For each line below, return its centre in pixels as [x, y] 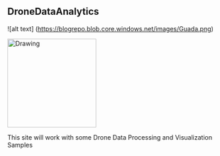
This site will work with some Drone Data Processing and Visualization [110, 137]
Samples [20, 145]
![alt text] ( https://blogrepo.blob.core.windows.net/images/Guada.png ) [111, 28]
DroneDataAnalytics [53, 12]
